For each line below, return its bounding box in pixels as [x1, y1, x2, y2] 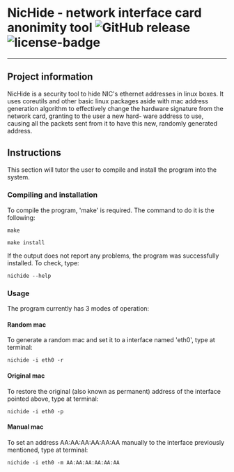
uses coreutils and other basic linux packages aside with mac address [7, 96, 209, 105]
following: [7, 213, 36, 221]
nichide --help [7, 272, 52, 279]
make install [7, 239, 45, 246]
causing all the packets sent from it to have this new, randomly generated [7, 119, 218, 127]
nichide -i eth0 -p [7, 408, 64, 415]
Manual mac [7, 422, 44, 431]
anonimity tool [7, 20, 93, 36]
